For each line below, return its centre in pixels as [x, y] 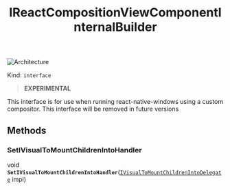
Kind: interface [29, 75]
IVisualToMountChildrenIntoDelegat [171, 172]
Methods [27, 130]
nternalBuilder [115, 27]
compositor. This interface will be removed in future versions [93, 109]
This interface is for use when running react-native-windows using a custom [115, 102]
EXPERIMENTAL [47, 89]
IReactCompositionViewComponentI [115, 13]
